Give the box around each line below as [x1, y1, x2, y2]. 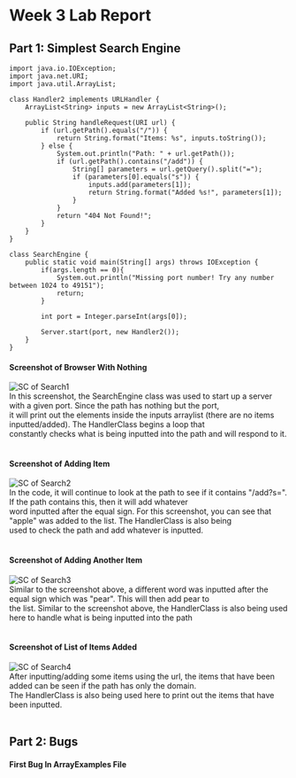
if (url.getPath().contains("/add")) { [56, 157, 203, 166]
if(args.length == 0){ [41, 266, 125, 275]
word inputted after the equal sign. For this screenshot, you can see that [9, 506, 272, 517]
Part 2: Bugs [9, 735, 79, 750]
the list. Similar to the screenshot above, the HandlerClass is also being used [9, 603, 288, 613]
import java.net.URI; [9, 72, 89, 81]
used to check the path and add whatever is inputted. [9, 525, 203, 536]
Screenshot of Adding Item [9, 458, 110, 469]
